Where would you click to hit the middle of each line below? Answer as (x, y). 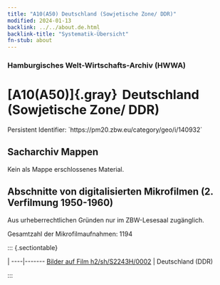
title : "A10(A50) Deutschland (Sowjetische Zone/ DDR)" (92, 14)
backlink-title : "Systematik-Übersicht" (68, 34)
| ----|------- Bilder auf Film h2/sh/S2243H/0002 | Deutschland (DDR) (110, 261)
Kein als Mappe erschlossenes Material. (66, 169)
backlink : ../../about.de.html (54, 27)
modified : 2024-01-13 (40, 21)
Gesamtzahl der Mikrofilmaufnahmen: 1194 (70, 234)
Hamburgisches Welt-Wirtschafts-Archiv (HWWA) (97, 66)
